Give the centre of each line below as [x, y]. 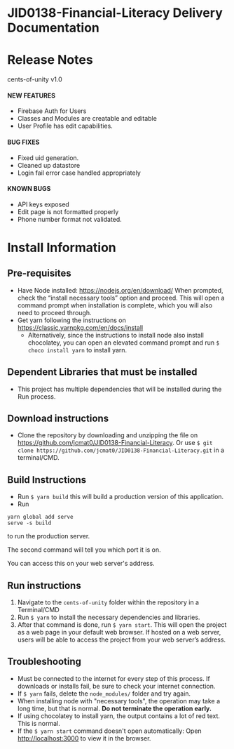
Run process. [36, 396]
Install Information [62, 247]
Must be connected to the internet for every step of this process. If [113, 678]
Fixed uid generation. [48, 158]
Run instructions [44, 585]
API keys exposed [43, 204]
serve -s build [29, 523]
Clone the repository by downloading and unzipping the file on [108, 435]
